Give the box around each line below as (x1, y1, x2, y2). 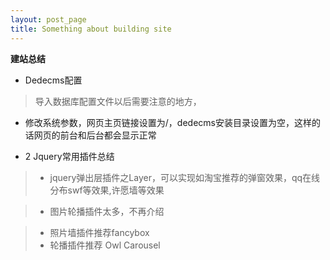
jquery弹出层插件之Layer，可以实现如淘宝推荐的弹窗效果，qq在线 (49, 171, 321, 183)
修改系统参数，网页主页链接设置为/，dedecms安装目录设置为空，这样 (24, 116, 312, 128)
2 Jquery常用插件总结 (24, 150, 115, 162)
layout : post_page (10, 14, 87, 25)
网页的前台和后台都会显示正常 (33, 129, 157, 141)
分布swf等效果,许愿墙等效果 (49, 184, 165, 196)
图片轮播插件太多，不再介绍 (49, 205, 165, 217)
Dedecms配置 (24, 74, 83, 86)
